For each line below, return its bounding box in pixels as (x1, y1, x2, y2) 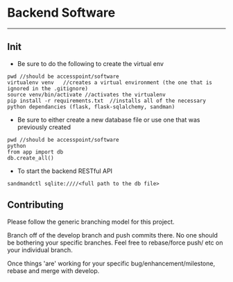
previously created (17, 123, 71, 131)
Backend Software (7, 5, 116, 21)
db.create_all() (7, 154, 54, 161)
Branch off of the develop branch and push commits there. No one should (7, 231, 218, 239)
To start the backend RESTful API (17, 167, 113, 175)
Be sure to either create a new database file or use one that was (17, 115, 200, 124)
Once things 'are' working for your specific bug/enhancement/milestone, (7, 259, 216, 267)
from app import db (7, 148, 64, 156)
